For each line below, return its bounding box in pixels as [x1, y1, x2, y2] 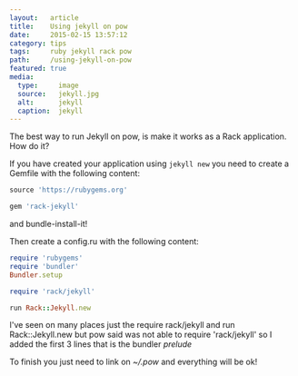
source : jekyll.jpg [17, 89, 100, 98]
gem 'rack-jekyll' [9, 202, 79, 212]
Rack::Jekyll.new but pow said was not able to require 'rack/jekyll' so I [9, 329, 273, 341]
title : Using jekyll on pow [9, 22, 128, 31]
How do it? [9, 141, 50, 152]
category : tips [9, 38, 67, 48]
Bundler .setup [9, 270, 64, 280]
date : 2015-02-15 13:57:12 [9, 30, 128, 39]
